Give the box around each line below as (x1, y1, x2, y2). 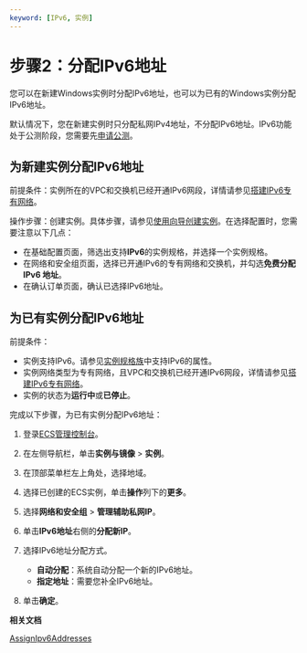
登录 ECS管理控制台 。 (22, 428, 103, 439)
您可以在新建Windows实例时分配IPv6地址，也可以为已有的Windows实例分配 (9, 88, 297, 99)
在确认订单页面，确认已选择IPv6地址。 (22, 280, 169, 292)
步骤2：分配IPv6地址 (9, 56, 167, 76)
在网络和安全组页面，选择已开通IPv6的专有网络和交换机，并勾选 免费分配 (22, 258, 297, 269)
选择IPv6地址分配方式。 (22, 545, 112, 556)
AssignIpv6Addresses (9, 633, 92, 644)
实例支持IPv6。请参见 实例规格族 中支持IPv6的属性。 (22, 355, 217, 366)
